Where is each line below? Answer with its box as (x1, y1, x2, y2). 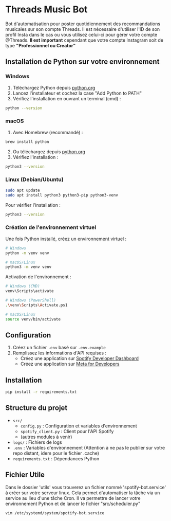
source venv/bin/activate (5, 316, 61, 322)
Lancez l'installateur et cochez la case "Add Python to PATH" (12, 90, 142, 96)
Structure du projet (5, 404, 68, 412)
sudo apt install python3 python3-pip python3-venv (5, 192, 118, 197)
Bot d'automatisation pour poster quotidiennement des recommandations (5, 21, 161, 27)
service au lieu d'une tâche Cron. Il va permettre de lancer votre (5, 495, 141, 501)
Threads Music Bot (5, 4, 88, 15)
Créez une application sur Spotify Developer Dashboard (20, 355, 139, 362)
